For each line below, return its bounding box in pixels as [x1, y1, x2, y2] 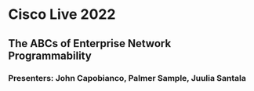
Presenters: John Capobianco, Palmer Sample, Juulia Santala [8, 72, 247, 83]
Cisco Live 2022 [8, 5, 116, 24]
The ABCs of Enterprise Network [8, 37, 172, 50]
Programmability [8, 49, 92, 62]
